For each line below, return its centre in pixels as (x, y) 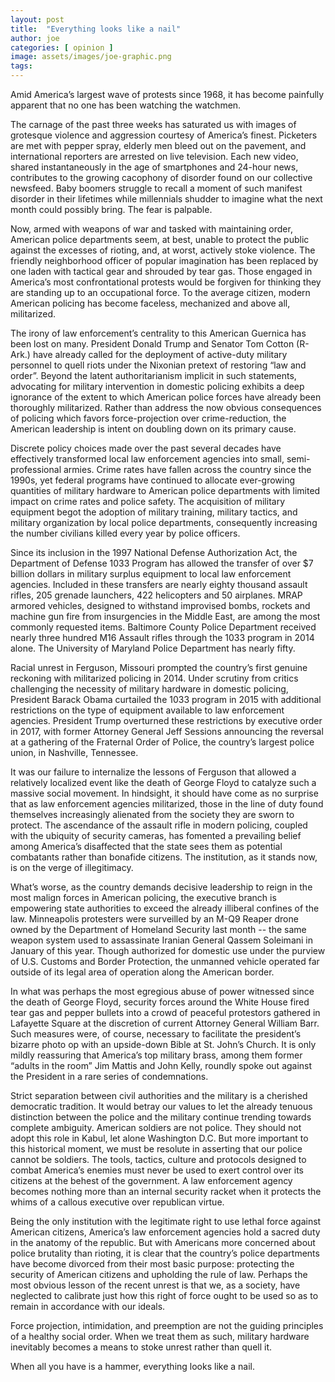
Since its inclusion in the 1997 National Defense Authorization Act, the (154, 552)
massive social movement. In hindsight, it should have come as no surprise (164, 793)
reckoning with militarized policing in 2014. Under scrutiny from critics (154, 678)
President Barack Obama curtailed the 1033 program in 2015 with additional (166, 699)
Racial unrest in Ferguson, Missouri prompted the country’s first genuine (159, 667)
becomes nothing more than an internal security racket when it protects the (166, 1191)
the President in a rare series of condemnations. (109, 1076)
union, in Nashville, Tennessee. (74, 752)
